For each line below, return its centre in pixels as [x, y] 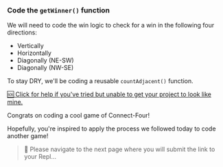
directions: [22, 32]
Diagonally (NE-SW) [45, 60]
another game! [28, 136]
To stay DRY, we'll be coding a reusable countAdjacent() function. [100, 81]
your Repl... [40, 157]
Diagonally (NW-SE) [45, 68]
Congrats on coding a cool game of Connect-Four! [79, 115]
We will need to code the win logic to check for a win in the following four [111, 25]
